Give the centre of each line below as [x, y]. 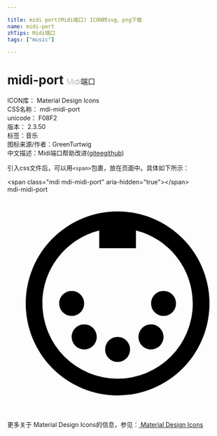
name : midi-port [31, 26]
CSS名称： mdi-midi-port [44, 109]
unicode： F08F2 [32, 118]
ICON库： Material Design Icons [53, 101]
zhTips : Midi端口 [31, 33]
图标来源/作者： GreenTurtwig [50, 144]
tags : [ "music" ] [31, 39]
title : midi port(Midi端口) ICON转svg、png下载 [75, 20]
